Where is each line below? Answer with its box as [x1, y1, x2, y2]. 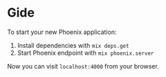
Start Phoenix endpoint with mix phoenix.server [17, 49, 154, 57]
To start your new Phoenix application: [7, 28, 117, 36]
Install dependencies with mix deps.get [17, 41, 129, 49]
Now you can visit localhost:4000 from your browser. [7, 62, 159, 70]
